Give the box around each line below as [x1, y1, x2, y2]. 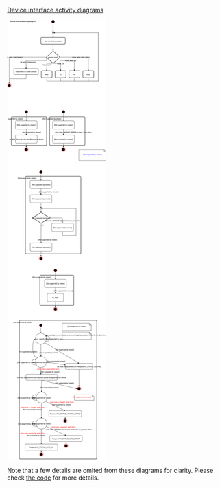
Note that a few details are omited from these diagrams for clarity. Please [7, 467, 214, 474]
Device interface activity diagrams [7, 6, 104, 14]
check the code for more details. [7, 474, 99, 482]
